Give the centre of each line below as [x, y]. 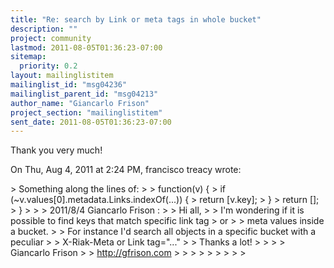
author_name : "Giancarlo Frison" [80, 103]
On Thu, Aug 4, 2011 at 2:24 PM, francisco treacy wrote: [126, 170]
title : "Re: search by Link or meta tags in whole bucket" [136, 19]
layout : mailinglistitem [62, 76]
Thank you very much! [56, 150]
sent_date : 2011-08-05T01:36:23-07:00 [91, 122]
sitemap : [28, 57]
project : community [51, 38]
